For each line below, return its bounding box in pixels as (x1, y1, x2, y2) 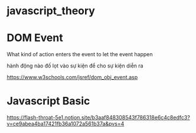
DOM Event (6, 31, 64, 45)
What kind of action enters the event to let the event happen (6, 51, 153, 58)
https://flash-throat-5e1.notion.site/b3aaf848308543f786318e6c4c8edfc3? (6, 114, 191, 121)
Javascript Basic (6, 95, 90, 108)
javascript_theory (6, 4, 95, 18)
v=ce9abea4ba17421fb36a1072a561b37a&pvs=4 (6, 120, 125, 128)
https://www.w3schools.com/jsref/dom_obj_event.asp (6, 74, 138, 81)
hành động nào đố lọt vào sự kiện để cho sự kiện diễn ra (6, 62, 143, 69)
